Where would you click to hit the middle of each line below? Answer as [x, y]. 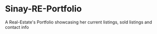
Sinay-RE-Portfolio [43, 9]
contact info [17, 27]
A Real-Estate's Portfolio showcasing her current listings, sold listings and [78, 22]
